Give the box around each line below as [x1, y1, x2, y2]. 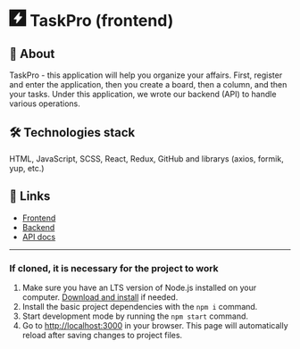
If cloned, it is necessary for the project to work [9, 262, 219, 274]
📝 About [9, 46, 55, 62]
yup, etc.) [9, 162, 45, 173]
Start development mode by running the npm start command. [21, 311, 248, 321]
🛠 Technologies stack [9, 125, 136, 140]
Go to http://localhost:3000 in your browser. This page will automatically [21, 320, 288, 330]
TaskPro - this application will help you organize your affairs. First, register [9, 70, 283, 80]
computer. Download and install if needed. [21, 291, 179, 303]
